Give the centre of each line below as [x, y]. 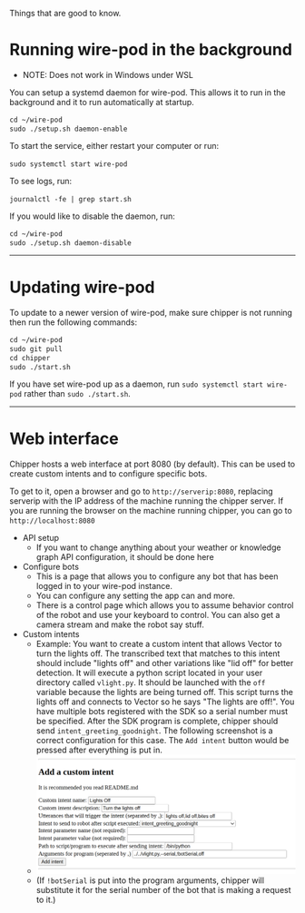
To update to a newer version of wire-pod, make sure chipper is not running [151, 312]
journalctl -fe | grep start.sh [70, 199]
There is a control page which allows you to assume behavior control [165, 605]
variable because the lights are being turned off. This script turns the [164, 692]
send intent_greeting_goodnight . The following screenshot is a [155, 731]
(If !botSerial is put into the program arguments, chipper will [150, 880]
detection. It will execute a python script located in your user [149, 672]
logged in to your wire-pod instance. [104, 585]
